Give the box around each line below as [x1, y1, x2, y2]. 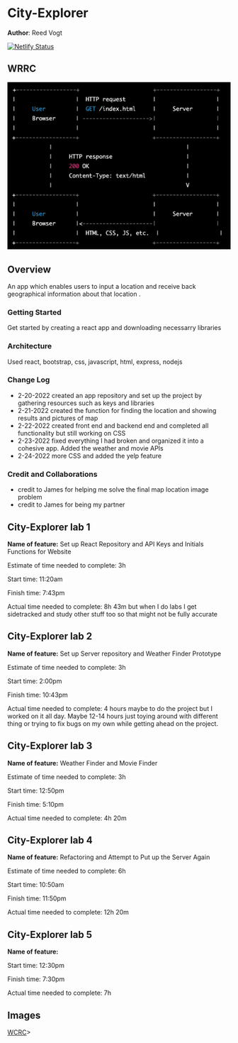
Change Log [7, 375, 50, 385]
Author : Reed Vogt [7, 28, 62, 37]
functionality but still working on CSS [17, 429, 126, 437]
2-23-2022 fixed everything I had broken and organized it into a [17, 436, 204, 445]
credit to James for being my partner [17, 500, 125, 509]
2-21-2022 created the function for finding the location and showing [17, 406, 217, 414]
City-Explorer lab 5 [7, 928, 92, 941]
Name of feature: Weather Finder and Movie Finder [7, 758, 158, 767]
